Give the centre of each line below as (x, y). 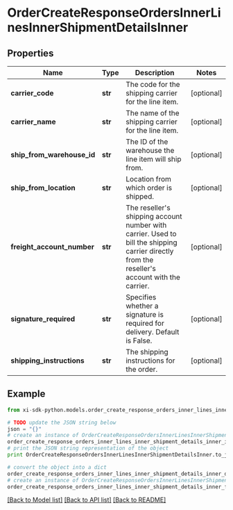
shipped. (140, 196)
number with (146, 225)
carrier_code (32, 93)
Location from (149, 179)
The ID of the (147, 142)
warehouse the (150, 150)
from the (140, 260)
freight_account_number (53, 247)
